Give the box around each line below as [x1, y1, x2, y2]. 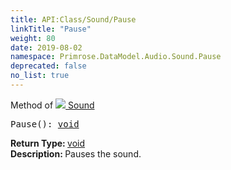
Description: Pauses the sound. [10, 147, 142, 160]
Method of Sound [10, 99, 95, 111]
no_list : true [10, 71, 70, 81]
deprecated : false [10, 61, 87, 71]
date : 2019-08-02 [10, 42, 83, 53]
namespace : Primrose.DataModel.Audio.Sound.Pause [10, 52, 222, 62]
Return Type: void [10, 137, 86, 149]
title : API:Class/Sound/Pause [10, 14, 137, 25]
